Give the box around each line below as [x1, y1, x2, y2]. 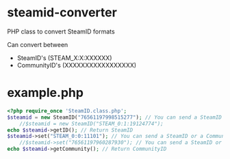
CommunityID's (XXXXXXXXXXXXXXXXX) [16, 61, 137, 69]
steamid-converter [7, 5, 118, 20]
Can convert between [7, 40, 68, 48]
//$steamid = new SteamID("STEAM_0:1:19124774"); [19, 120, 164, 127]
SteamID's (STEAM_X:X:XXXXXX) [16, 53, 112, 62]
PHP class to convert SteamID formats [7, 27, 115, 35]
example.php [7, 85, 84, 100]
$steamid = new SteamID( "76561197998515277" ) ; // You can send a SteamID [7, 114, 222, 121]
